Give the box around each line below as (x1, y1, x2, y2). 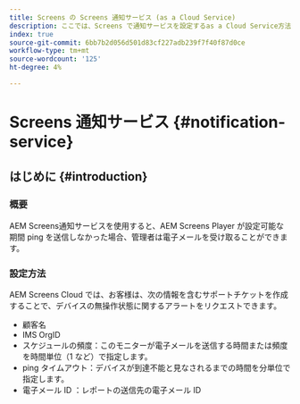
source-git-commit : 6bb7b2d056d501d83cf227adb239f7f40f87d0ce (9, 38, 246, 47)
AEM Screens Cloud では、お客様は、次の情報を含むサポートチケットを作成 (9, 290, 288, 300)
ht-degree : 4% (9, 63, 62, 72)
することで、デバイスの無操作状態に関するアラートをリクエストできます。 (9, 300, 282, 311)
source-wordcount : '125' (9, 55, 102, 63)
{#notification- (172, 113, 286, 132)
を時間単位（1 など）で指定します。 (21, 351, 154, 362)
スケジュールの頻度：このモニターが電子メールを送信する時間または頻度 (21, 341, 288, 351)
